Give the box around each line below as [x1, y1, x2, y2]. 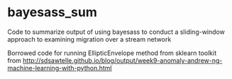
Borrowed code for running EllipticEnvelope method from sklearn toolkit [7, 49, 217, 57]
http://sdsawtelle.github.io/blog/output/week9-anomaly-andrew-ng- [22, 56, 223, 64]
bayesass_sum [7, 4, 98, 20]
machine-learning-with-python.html [7, 63, 112, 72]
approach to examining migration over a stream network [7, 35, 172, 43]
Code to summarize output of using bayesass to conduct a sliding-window [7, 28, 225, 36]
